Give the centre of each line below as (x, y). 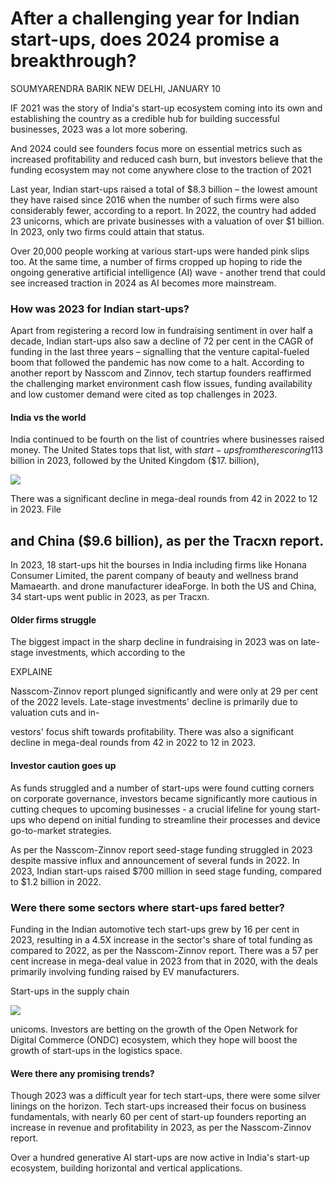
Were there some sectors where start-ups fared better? (147, 907)
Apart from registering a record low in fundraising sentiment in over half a (161, 331)
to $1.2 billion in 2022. (56, 881)
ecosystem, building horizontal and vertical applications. (126, 1168)
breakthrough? (73, 61)
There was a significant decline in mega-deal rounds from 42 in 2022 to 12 (164, 499)
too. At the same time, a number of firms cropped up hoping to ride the (156, 261)
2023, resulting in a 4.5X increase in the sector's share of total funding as (161, 939)
